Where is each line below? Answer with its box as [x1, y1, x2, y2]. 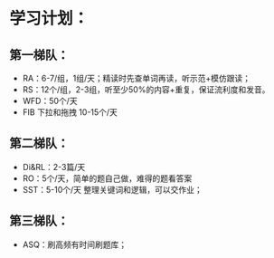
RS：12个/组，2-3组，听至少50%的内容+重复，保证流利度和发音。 [22, 84, 270, 95]
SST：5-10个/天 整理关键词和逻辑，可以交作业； [22, 184, 203, 195]
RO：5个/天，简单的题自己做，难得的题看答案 [22, 173, 193, 184]
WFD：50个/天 [22, 96, 79, 106]
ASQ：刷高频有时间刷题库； [22, 239, 128, 250]
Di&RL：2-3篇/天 [22, 161, 86, 172]
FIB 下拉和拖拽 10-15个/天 [22, 107, 118, 118]
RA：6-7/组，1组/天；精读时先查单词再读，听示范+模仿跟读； [22, 73, 251, 83]
